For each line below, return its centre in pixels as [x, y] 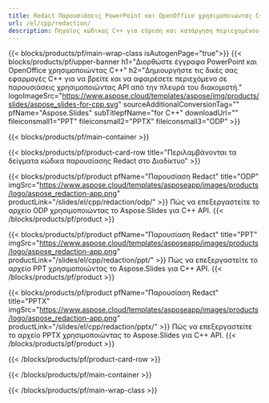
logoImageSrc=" [35, 96]
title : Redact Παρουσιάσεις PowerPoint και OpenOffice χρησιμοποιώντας [130, 16]
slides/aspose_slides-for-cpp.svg [63, 104]
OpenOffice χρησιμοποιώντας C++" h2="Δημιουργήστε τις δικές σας [123, 71]
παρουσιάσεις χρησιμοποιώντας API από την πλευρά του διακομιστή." [125, 87]
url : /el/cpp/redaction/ [50, 23]
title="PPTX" [29, 301]
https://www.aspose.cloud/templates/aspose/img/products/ [161, 96]
